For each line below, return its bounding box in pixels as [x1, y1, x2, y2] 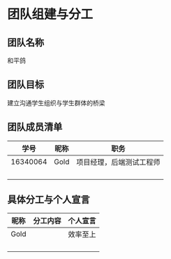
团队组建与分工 [7, 6, 94, 22]
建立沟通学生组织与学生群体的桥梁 [7, 99, 105, 107]
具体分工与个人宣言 [7, 194, 90, 206]
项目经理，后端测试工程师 [76, 157, 161, 167]
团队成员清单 [7, 121, 63, 133]
